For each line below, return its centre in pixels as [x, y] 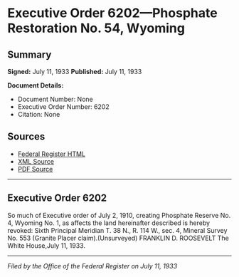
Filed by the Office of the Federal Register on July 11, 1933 [92, 266]
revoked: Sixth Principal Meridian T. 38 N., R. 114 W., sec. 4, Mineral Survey [117, 230]
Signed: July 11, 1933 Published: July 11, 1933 [75, 72]
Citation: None [39, 114]
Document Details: [36, 85]
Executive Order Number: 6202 [63, 107]
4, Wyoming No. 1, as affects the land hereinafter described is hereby [109, 223]
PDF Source [35, 169]
